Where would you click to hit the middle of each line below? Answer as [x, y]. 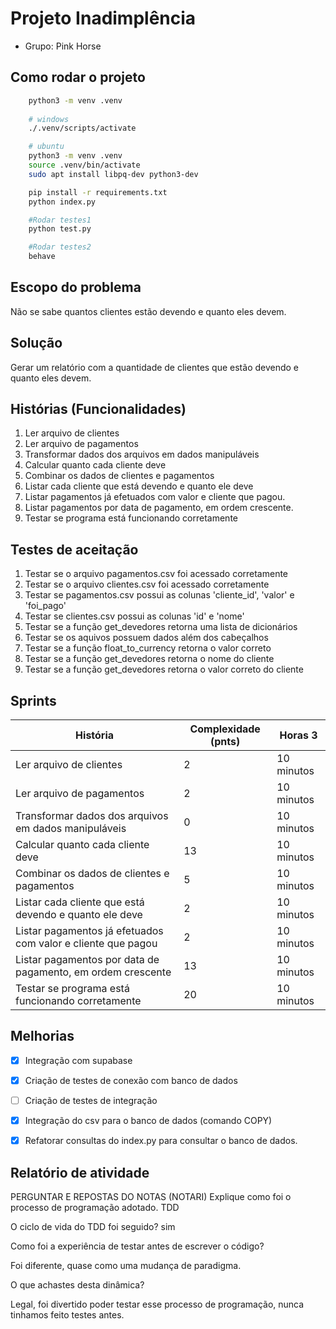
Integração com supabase [78, 1060]
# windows [49, 119]
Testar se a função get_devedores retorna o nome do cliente [149, 659]
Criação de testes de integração [91, 1100]
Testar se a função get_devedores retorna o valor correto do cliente [164, 669]
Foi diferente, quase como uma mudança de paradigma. [126, 1265]
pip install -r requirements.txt [98, 192]
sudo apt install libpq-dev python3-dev [113, 174]
